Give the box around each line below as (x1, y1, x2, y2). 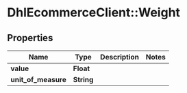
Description (100, 53, 139, 62)
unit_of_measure (10, 75, 66, 84)
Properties (7, 32, 53, 44)
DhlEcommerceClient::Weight (7, 5, 180, 21)
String (73, 75, 94, 84)
